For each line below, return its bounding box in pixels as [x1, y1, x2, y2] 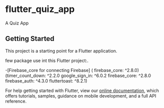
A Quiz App [5, 20, 29, 26]
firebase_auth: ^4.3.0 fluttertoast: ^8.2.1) [5, 77, 88, 83]
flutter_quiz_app [5, 3, 75, 15]
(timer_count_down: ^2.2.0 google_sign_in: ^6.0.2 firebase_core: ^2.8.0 [5, 72, 151, 78]
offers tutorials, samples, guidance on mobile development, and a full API [5, 92, 156, 98]
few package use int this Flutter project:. [5, 57, 89, 63]
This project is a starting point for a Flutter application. [5, 47, 117, 53]
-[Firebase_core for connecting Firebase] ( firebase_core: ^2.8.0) [5, 67, 139, 73]
